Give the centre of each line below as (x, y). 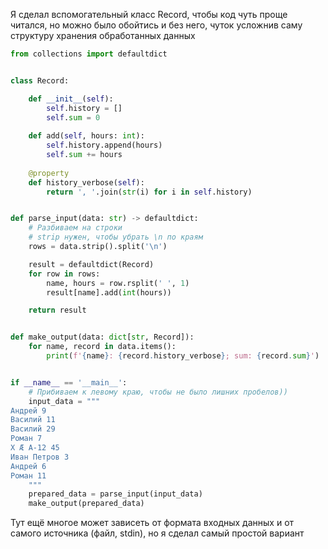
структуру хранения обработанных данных (103, 35)
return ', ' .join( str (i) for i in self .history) (149, 192)
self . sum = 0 (73, 117)
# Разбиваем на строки (75, 228)
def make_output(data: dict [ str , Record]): (102, 337)
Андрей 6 (28, 466)
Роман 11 (28, 475)
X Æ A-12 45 (35, 448)
